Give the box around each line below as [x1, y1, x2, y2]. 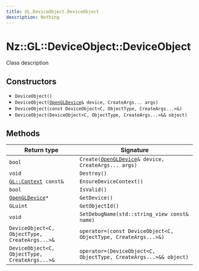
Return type [24, 146, 59, 154]
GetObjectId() [79, 203, 120, 209]
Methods [6, 128, 40, 138]
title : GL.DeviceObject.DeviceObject [6, 8, 99, 15]
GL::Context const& [9, 178, 64, 185]
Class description [6, 59, 49, 66]
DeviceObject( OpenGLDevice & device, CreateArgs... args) [14, 100, 159, 106]
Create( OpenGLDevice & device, [79, 156, 165, 163]
